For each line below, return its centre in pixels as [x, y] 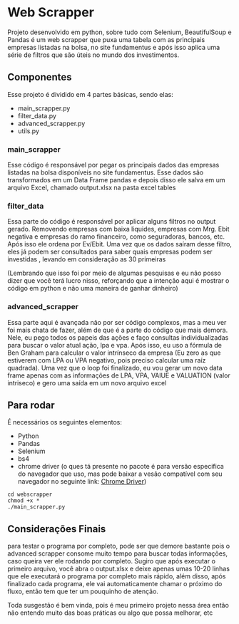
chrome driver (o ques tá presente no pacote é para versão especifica [121, 467]
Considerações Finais [57, 529]
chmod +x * [24, 501]
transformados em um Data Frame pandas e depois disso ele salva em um [117, 180]
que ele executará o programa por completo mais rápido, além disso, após [117, 576]
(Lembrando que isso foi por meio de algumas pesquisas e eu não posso [114, 273]
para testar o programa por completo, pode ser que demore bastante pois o [119, 546]
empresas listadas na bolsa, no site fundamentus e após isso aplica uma [114, 47]
